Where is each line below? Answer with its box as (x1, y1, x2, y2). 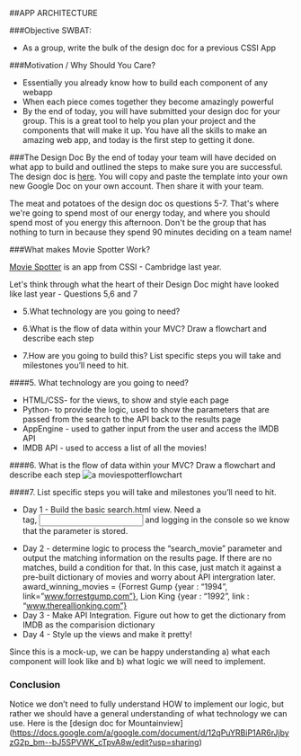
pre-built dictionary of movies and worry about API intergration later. (22, 572, 276, 583)
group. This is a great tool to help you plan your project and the (22, 116, 256, 126)
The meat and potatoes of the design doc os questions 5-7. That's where (9, 198, 279, 209)
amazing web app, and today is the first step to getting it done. (22, 135, 255, 145)
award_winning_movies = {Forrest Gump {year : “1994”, (22, 582, 227, 591)
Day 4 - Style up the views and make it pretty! (22, 629, 192, 639)
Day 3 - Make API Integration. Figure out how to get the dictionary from (22, 610, 286, 620)
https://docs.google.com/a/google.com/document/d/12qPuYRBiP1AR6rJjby (12, 727, 289, 738)
